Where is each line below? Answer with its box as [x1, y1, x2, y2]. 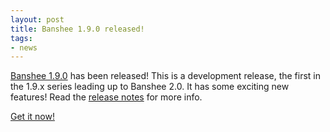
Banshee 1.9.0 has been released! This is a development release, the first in [10, 70, 322, 82]
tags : [10, 33, 33, 43]
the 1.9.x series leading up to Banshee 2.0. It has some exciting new [10, 81, 290, 93]
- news [10, 42, 38, 53]
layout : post [10, 14, 65, 25]
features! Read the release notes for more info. [10, 91, 203, 103]
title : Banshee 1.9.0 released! [10, 24, 145, 34]
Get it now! [10, 111, 55, 123]
